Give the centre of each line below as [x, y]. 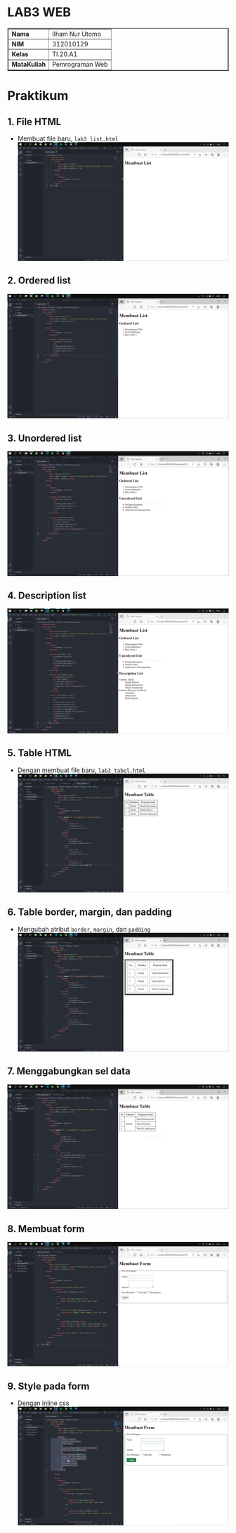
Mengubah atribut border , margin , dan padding [84, 929]
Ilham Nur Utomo [77, 34]
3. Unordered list [45, 438]
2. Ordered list [39, 281]
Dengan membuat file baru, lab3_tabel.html [81, 770]
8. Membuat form [46, 1229]
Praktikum [38, 96]
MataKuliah [29, 65]
